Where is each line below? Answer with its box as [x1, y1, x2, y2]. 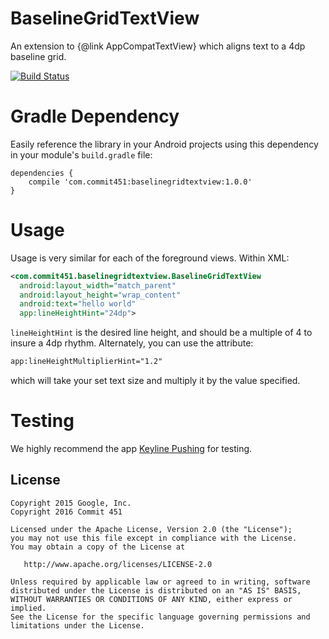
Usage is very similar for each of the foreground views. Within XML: [10, 252, 290, 264]
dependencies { [10, 168, 74, 178]
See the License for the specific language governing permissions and [10, 612, 311, 622]
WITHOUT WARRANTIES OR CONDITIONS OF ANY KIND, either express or [10, 594, 293, 604]
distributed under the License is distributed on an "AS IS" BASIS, [10, 585, 302, 596]
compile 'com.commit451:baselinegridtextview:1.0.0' [28, 177, 253, 187]
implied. [10, 603, 47, 613]
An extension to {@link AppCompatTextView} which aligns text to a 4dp [10, 40, 306, 52]
